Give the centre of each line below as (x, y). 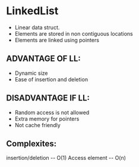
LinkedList (32, 11)
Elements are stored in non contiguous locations (74, 33)
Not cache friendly (37, 125)
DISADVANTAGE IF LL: (48, 98)
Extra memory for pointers (47, 119)
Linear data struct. (37, 27)
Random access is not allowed (52, 112)
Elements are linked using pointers (57, 40)
